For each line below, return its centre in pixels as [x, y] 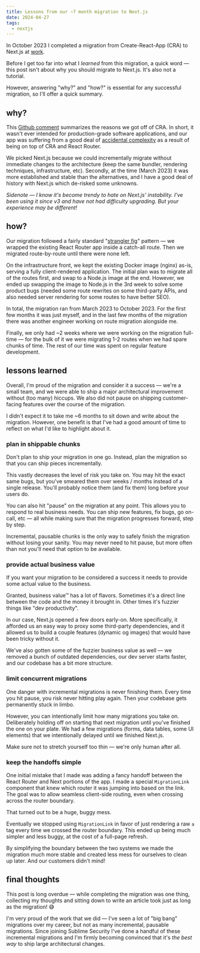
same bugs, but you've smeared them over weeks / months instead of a [94, 481]
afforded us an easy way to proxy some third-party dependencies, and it [96, 626]
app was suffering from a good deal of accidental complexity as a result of [98, 140]
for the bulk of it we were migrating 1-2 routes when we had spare [106, 339]
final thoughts [33, 880]
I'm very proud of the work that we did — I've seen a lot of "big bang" [92, 918]
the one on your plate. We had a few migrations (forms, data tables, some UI [100, 729]
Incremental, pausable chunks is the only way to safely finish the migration [98, 536]
